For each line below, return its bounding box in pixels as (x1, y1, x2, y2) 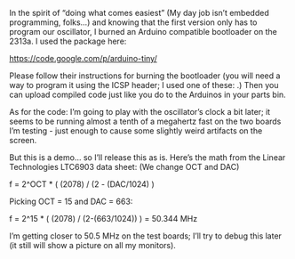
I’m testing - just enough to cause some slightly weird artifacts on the (9, 125, 263, 136)
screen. (9, 135, 37, 145)
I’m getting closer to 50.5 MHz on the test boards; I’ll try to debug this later (9, 231, 283, 241)
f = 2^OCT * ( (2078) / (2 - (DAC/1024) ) (9, 179, 155, 190)
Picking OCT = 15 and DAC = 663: (9, 196, 133, 206)
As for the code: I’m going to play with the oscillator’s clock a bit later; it (9, 107, 271, 117)
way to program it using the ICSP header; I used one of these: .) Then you (9, 80, 279, 90)
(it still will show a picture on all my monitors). (9, 240, 176, 250)
